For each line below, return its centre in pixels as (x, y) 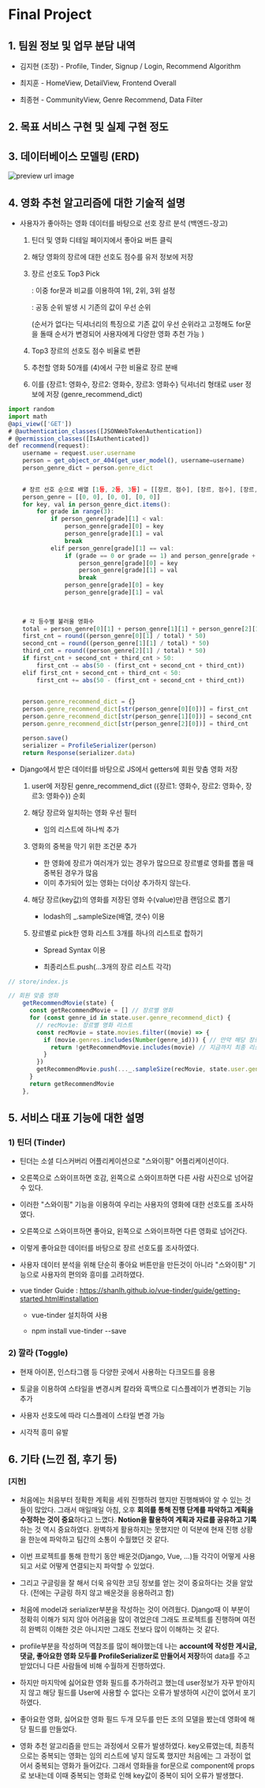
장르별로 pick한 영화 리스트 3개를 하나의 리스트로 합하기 (117, 933)
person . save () (45, 738)
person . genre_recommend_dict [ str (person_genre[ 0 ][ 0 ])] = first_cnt (135, 709)
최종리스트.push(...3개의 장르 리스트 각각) (107, 967)
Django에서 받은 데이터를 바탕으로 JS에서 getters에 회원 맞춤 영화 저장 (129, 769)
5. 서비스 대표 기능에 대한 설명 (76, 1118)
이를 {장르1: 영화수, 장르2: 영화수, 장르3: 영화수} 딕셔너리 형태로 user (137, 384)
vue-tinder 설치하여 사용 (69, 1315)
